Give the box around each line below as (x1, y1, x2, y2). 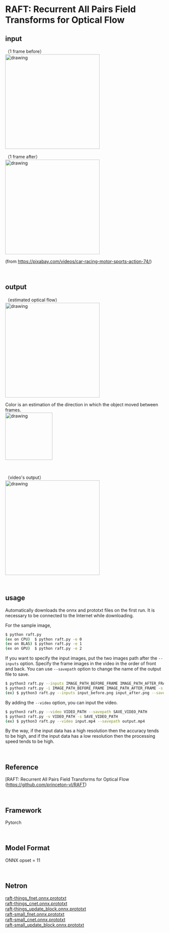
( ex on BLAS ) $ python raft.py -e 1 (5, 641, 82, 646)
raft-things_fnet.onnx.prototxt (5, 895, 67, 901)
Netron (5, 882, 28, 890)
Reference (5, 763, 39, 772)
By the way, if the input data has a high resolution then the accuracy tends (5, 728, 159, 734)
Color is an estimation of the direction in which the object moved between (5, 401, 158, 407)
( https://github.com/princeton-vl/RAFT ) (5, 782, 87, 788)
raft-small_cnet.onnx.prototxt (5, 916, 65, 922)
